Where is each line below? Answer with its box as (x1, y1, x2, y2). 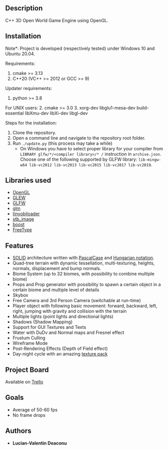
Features (5, 241, 34, 250)
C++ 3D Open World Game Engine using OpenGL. (5, 17, 109, 23)
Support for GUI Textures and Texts (12, 324, 87, 330)
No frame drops (12, 412, 46, 418)
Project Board (5, 366, 49, 374)
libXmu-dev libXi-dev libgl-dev (25, 110, 88, 116)
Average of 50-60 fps (12, 407, 58, 413)
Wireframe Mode (12, 340, 48, 346)
